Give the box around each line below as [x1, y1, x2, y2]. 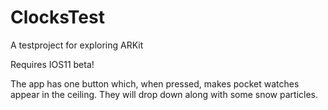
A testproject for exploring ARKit [10, 39, 144, 51]
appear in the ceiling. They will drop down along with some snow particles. [10, 88, 318, 100]
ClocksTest [10, 6, 105, 29]
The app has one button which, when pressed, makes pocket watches [10, 77, 300, 90]
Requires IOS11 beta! [10, 58, 95, 70]
